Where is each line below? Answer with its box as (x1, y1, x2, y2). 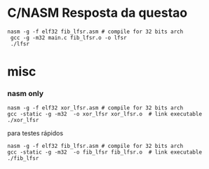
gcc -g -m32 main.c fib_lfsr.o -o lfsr (10, 34, 128, 41)
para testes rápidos (7, 129, 64, 137)
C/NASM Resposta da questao (7, 5, 188, 21)
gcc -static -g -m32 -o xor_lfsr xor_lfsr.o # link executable (7, 111, 202, 118)
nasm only (7, 89, 44, 99)
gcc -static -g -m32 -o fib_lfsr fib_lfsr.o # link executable (7, 149, 202, 156)
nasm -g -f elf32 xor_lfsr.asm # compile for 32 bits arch (7, 104, 184, 111)
